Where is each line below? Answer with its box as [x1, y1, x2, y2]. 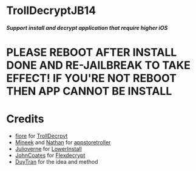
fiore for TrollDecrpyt [15, 132, 68, 139]
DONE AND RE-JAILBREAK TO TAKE [6, 58, 191, 72]
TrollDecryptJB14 [6, 4, 96, 18]
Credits [6, 112, 44, 126]
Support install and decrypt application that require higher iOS [6, 24, 168, 31]
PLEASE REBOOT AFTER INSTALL [6, 45, 177, 59]
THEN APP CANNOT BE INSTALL [6, 84, 172, 98]
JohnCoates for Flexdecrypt [15, 152, 86, 159]
